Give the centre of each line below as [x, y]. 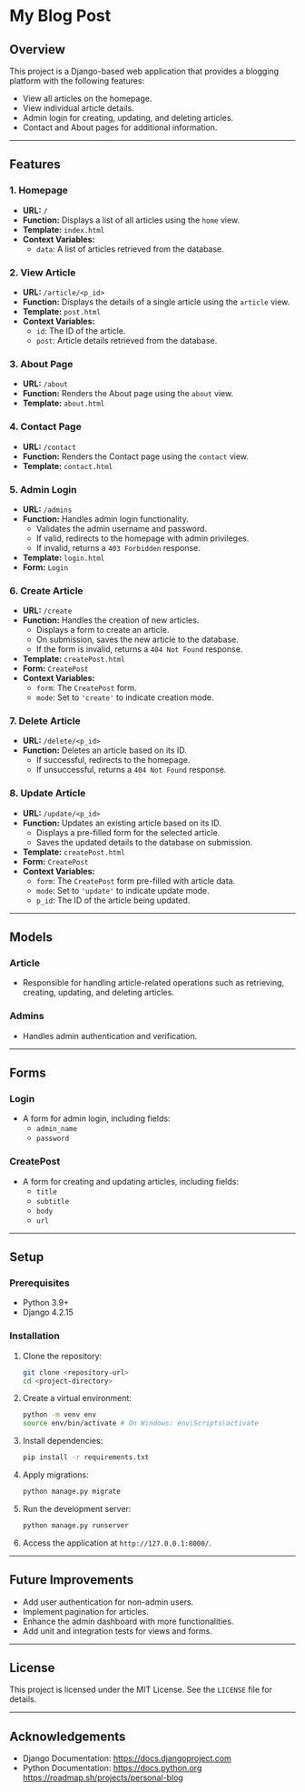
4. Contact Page [45, 426]
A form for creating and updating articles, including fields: [130, 1181]
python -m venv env [59, 1415]
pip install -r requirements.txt [86, 1457]
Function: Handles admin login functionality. [105, 518]
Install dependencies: [63, 1441]
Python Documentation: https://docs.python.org [112, 1768]
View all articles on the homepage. [87, 98]
